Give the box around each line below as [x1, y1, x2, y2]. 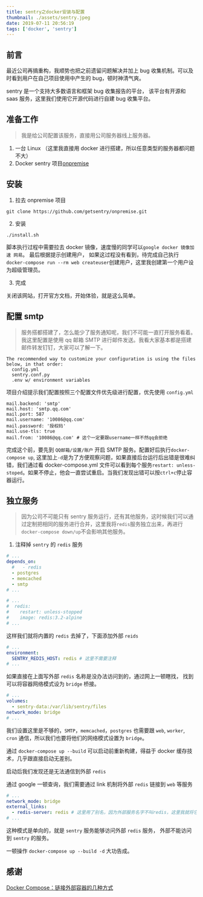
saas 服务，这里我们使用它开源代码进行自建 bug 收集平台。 [6, 95, 154, 102]
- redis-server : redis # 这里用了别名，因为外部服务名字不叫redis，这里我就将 [11, 810, 194, 816]
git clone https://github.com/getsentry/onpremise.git [6, 208, 147, 215]
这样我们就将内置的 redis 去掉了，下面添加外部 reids [6, 632, 139, 639]
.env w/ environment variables [11, 377, 91, 383]
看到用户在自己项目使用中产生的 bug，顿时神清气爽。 [11, 75, 145, 82]
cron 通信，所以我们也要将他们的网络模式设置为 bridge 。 [6, 734, 148, 741]
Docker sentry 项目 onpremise [14, 159, 89, 167]
